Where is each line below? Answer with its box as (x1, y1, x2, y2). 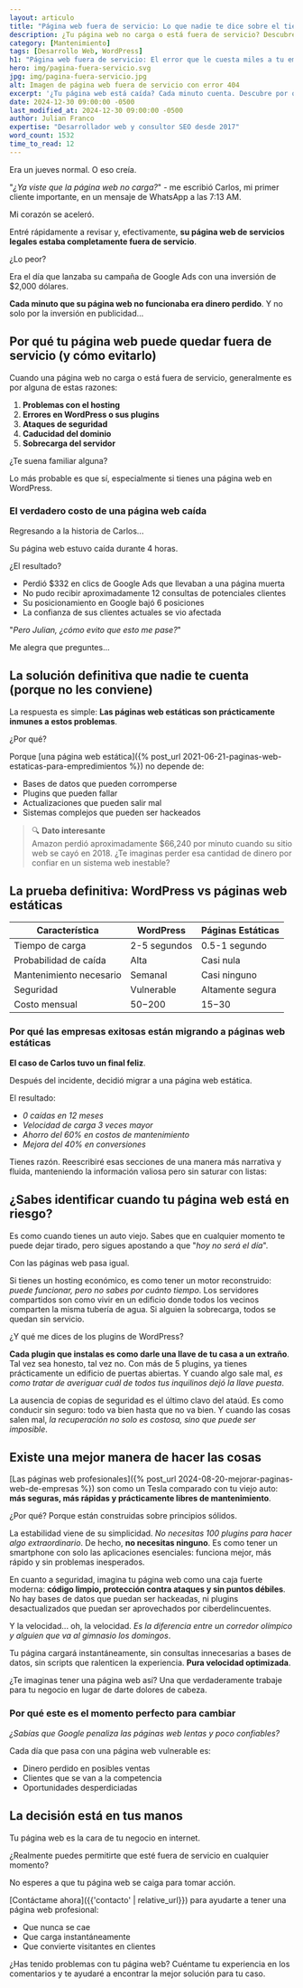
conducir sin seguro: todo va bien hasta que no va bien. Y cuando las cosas (9, 1404, 291, 1415)
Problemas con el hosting (22, 399, 120, 410)
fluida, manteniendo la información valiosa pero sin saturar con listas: (9, 1166, 268, 1177)
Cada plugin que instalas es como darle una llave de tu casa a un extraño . (9, 1349, 290, 1359)
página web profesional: (9, 1904, 99, 1915)
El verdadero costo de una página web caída (9, 505, 207, 517)
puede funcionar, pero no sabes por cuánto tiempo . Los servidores (9, 1284, 259, 1295)
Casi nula (201, 954, 241, 967)
